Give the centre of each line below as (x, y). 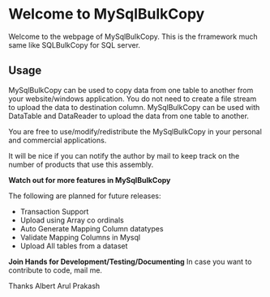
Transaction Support (54, 211)
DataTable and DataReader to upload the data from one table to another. (129, 116)
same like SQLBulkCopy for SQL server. (74, 45)
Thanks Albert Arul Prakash (54, 286)
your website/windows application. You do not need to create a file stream (133, 99)
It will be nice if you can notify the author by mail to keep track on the (124, 155)
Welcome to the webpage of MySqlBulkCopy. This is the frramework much (133, 36)
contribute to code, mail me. (56, 270)
